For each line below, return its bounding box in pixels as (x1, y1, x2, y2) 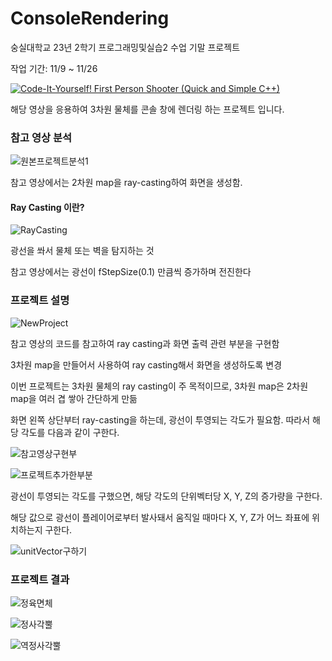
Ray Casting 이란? (10, 201, 85, 213)
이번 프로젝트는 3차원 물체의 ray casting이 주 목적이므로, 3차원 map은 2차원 (10, 380, 309, 392)
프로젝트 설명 (10, 293, 70, 307)
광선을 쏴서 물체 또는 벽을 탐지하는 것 (10, 245, 155, 257)
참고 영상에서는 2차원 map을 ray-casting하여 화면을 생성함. (10, 177, 243, 189)
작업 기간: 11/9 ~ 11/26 (10, 62, 98, 74)
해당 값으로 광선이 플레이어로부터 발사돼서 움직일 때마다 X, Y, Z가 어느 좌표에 (10, 511, 310, 523)
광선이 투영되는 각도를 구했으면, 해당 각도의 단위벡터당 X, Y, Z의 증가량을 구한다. (10, 490, 323, 502)
